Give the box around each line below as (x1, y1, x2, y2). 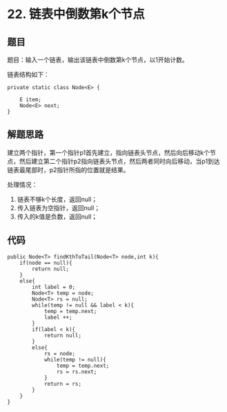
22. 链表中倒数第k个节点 (7, 6, 145, 22)
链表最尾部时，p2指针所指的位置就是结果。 (7, 165, 130, 174)
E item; (19, 96, 41, 103)
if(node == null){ (19, 259, 72, 266)
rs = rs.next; (56, 368, 97, 375)
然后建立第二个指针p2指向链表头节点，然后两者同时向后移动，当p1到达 (19, 157, 220, 165)
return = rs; (43, 380, 81, 387)
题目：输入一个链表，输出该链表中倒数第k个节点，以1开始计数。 (7, 56, 188, 64)
